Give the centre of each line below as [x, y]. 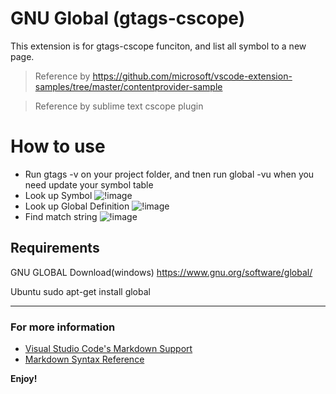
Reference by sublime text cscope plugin [119, 106]
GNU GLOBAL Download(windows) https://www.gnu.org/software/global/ [161, 272]
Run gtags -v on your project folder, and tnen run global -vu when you [169, 174]
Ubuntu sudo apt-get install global [80, 291]
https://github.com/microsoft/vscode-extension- [192, 76]
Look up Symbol [58, 195]
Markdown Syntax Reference [84, 359]
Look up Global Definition [77, 206]
